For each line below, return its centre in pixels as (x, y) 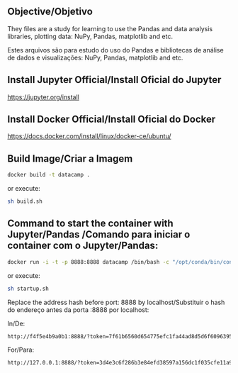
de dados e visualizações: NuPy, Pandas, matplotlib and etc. (95, 57)
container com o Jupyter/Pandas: (83, 246)
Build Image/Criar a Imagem (70, 158)
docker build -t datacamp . (49, 175)
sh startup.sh (28, 289)
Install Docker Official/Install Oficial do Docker (112, 119)
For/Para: (21, 350)
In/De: (16, 323)
